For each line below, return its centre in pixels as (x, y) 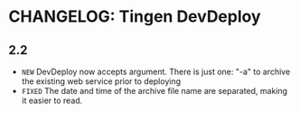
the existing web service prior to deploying (101, 81)
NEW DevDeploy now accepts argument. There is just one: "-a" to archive (156, 71)
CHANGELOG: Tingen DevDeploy (135, 17)
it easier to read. (52, 100)
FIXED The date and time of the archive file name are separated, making (154, 91)
